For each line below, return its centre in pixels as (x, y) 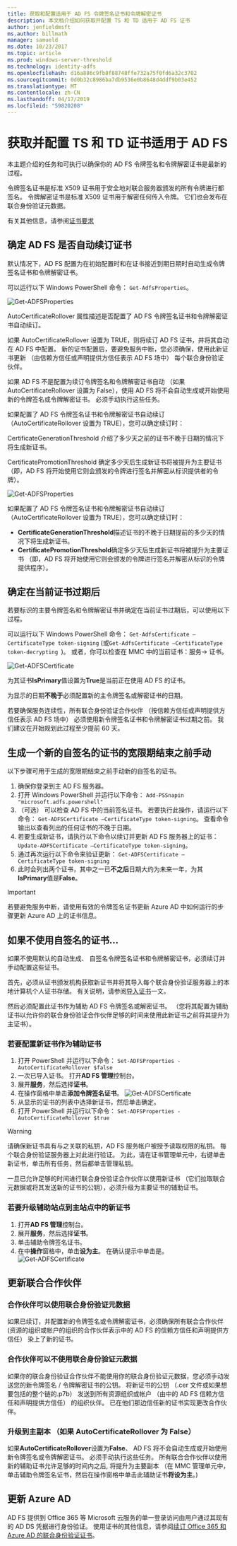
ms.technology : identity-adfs (52, 66)
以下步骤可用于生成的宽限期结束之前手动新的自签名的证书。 (94, 771)
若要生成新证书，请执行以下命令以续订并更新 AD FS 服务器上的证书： (118, 837)
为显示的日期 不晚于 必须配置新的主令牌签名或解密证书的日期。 (97, 696)
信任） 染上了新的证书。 (42, 1339)
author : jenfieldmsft (39, 27)
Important (22, 893)
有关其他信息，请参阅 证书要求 (50, 221)
